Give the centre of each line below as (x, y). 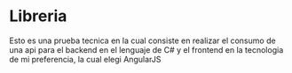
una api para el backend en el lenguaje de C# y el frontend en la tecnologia (146, 49)
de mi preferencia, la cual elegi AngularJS (85, 59)
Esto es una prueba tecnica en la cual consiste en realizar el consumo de (143, 40)
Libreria (38, 16)
